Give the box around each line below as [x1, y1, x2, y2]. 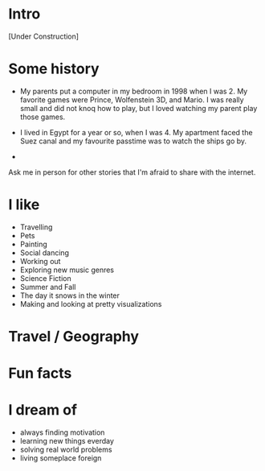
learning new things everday [19, 436, 115, 446]
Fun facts [8, 364, 72, 382]
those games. [19, 112, 66, 122]
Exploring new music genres [19, 265, 115, 275]
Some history [8, 60, 100, 78]
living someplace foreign [19, 453, 102, 463]
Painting [19, 239, 48, 249]
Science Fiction [19, 273, 71, 283]
